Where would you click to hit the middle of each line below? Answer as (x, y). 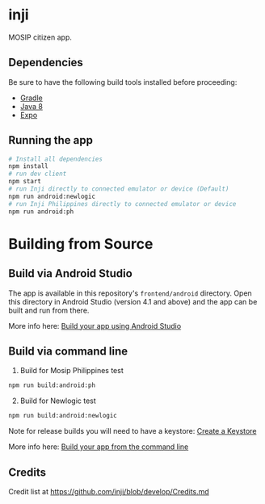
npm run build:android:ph (52, 385)
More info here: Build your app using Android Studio (95, 325)
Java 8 (31, 106)
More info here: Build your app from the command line (99, 447)
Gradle (31, 98)
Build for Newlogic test (58, 401)
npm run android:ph (41, 212)
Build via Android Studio (71, 273)
